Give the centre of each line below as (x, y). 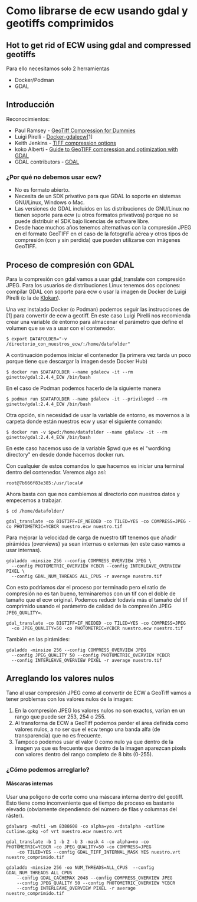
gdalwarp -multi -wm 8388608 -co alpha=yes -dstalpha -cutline (86, 826)
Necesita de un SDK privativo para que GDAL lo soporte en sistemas (98, 196)
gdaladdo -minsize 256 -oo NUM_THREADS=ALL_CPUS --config (80, 867)
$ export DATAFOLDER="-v (37, 339)
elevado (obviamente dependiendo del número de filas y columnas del (91, 809)
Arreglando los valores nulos (60, 679)
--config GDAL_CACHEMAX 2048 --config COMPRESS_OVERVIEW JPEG (95, 878)
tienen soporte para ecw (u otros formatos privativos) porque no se (96, 215)
